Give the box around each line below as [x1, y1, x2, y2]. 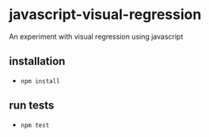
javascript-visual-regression [9, 6, 202, 24]
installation [9, 55, 66, 68]
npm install [20, 77, 60, 85]
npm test [20, 121, 50, 129]
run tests [9, 99, 55, 112]
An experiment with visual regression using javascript [9, 32, 184, 41]
